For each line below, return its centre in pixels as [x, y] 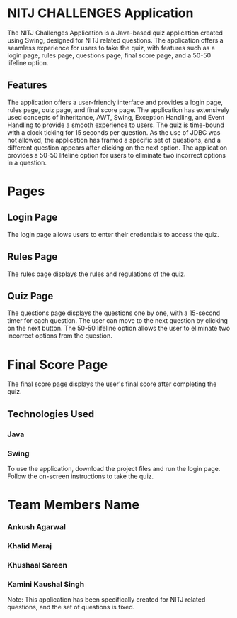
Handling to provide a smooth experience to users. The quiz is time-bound [116, 125]
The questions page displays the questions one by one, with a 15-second [114, 313]
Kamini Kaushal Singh [46, 584]
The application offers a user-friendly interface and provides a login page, [115, 102]
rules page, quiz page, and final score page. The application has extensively [118, 110]
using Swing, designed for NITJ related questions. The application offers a [116, 40]
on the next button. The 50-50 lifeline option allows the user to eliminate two [119, 329]
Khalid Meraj [29, 546]
